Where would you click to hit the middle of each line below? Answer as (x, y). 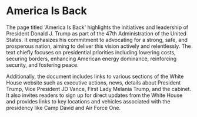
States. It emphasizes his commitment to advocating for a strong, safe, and (97, 40)
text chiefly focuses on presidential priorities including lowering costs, (91, 52)
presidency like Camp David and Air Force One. (64, 108)
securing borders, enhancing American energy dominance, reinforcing (91, 58)
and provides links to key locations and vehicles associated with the (88, 101)
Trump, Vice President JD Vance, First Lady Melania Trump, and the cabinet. (99, 89)
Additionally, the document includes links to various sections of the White (95, 76)
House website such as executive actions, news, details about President (94, 82)
